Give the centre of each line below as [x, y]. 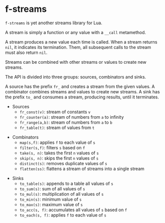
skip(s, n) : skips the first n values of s [59, 158]
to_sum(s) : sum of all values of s [52, 188]
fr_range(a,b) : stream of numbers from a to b [66, 122]
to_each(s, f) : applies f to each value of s [63, 215]
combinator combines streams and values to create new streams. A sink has [82, 91]
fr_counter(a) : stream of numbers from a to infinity [72, 117]
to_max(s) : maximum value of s [51, 204]
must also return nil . [26, 52]
